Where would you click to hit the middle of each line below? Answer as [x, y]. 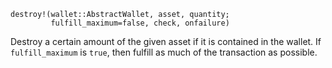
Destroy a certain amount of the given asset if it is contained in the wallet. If [166, 41]
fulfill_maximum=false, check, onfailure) [140, 23]
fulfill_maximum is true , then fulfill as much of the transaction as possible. [164, 52]
